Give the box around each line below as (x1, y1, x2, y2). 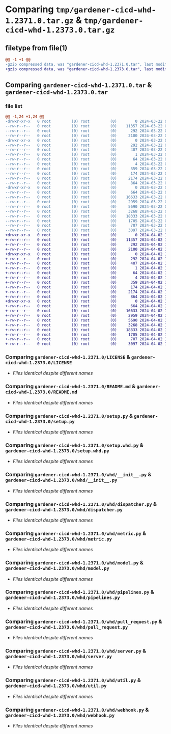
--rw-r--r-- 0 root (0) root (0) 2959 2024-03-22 (5, 200, 163, 205)
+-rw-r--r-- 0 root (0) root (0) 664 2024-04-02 (5, 304, 163, 309)
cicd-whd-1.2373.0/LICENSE (5, 360, 72, 366)
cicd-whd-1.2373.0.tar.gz (5, 25, 115, 35)
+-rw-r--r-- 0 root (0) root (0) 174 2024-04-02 (5, 284, 163, 290)
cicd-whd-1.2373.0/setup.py (5, 419, 75, 424)
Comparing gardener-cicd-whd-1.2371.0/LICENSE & (5, 354, 131, 361)
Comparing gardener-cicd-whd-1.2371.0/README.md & (5, 383, 136, 390)
